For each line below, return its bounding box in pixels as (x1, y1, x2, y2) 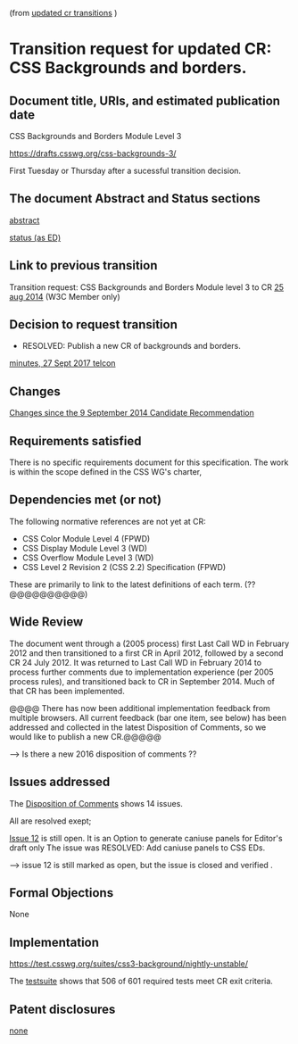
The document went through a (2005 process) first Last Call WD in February (9, 638, 290, 649)
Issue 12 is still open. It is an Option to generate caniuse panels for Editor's (9, 833, 283, 843)
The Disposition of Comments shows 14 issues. (9, 798, 183, 808)
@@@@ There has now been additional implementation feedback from (9, 702, 270, 713)
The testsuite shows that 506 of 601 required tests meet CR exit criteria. (9, 976, 274, 987)
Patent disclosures (9, 1001, 116, 1016)
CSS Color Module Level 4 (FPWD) (21, 533, 151, 543)
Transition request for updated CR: (9, 39, 272, 59)
